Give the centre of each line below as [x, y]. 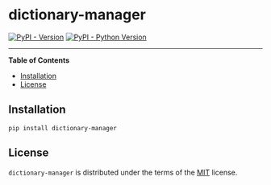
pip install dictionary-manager [63, 128]
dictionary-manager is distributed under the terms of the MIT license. [123, 172]
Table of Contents [39, 60]
